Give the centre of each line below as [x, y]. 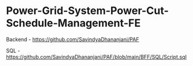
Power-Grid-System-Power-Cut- [87, 11]
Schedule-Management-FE [73, 23]
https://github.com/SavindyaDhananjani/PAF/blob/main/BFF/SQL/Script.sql [96, 57]
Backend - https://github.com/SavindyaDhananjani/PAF [73, 39]
